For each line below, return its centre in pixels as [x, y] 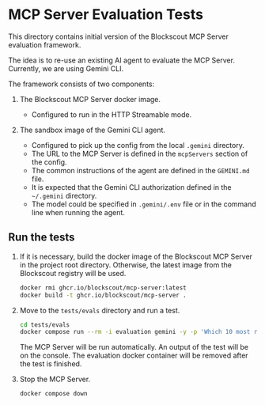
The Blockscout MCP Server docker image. [90, 99]
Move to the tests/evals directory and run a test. [100, 310]
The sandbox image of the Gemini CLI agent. [93, 130]
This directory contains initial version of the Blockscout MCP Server [119, 36]
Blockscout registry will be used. [73, 273]
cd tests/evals [45, 325]
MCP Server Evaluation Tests [106, 15]
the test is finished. [51, 364]
